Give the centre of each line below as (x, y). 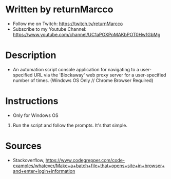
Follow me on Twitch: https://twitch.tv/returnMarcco (68, 24)
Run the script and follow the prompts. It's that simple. (70, 125)
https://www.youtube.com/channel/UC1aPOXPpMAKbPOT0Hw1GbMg (87, 34)
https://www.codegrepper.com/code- (85, 160)
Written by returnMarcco (59, 9)
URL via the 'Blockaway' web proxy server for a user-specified (100, 75)
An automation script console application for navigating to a (76, 69)
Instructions (32, 101)
